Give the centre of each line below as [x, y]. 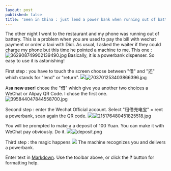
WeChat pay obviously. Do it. [36, 132]
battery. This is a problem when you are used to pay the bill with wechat [81, 39]
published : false [24, 15]
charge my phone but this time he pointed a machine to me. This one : [79, 50]
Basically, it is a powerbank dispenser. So [111, 55]
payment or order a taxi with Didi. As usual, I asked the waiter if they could [83, 45]
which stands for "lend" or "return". [42, 78]
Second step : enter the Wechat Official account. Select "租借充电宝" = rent [84, 110]
